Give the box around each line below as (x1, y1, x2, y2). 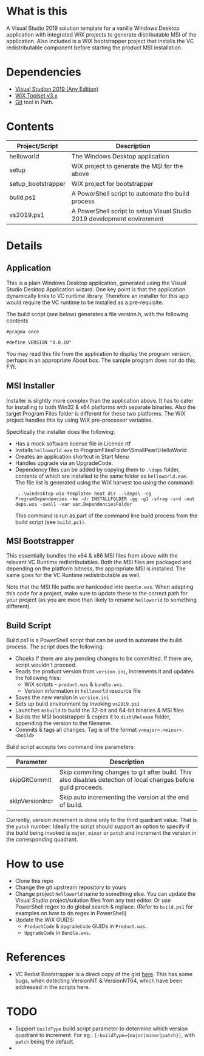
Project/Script (16, 141, 59, 150)
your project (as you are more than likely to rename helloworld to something (6, 596, 197, 604)
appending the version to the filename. (15, 720, 112, 727)
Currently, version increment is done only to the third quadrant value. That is (6, 817, 197, 824)
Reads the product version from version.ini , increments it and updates (15, 668, 194, 675)
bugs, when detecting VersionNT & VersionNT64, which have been (15, 977, 183, 985)
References (6, 951, 66, 964)
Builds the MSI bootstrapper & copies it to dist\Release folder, (15, 713, 171, 720)
